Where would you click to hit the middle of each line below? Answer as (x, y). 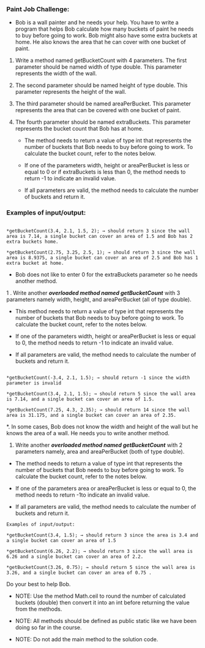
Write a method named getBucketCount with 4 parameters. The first (101, 61)
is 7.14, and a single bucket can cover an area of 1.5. (80, 399)
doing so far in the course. (48, 627)
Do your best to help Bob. (39, 584)
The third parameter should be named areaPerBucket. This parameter (103, 104)
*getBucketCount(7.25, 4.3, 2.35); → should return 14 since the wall (98, 410)
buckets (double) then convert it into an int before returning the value (102, 602)
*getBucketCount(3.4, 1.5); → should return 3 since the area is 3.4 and (102, 535)
